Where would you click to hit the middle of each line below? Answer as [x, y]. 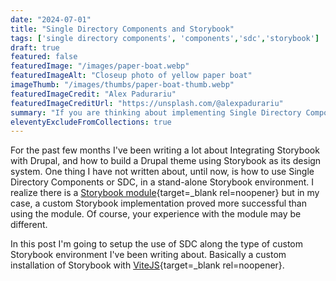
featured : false [44, 57]
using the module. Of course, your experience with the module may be [156, 214]
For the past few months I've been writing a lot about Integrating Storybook [165, 150]
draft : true [35, 47]
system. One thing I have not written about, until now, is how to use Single [162, 172]
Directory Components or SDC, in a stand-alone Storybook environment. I [162, 182]
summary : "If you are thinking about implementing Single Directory [156, 112]
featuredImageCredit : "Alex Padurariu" [93, 94]
